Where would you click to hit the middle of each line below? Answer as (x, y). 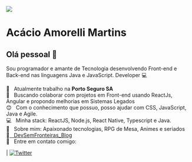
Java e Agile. (22, 114)
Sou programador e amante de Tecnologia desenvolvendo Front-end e (92, 68)
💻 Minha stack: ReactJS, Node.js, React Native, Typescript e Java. (89, 120)
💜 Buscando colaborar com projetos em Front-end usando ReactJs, (89, 95)
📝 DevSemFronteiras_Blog (39, 135)
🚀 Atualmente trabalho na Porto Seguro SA (60, 89)
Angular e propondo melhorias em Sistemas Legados (71, 101)
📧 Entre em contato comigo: (41, 141)
